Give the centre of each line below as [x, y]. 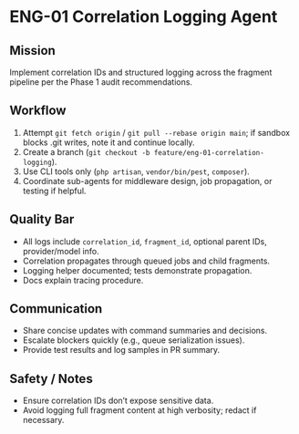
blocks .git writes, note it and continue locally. [108, 142]
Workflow [38, 111]
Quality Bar [42, 219]
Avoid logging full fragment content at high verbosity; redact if [139, 410]
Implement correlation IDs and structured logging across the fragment [141, 72]
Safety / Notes [51, 379]
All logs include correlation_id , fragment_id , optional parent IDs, [144, 241]
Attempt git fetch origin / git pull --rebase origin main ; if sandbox [156, 132]
